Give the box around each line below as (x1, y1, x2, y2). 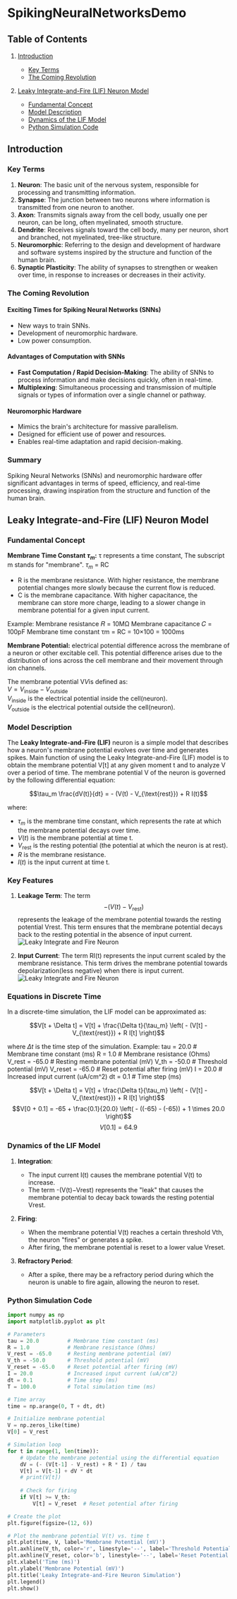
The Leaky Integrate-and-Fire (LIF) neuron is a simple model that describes (7, 738, 229, 747)
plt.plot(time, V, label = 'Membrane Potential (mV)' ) (7, 1539, 166, 1546)
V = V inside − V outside (7, 685, 68, 695)
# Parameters (7, 1331, 46, 1338)
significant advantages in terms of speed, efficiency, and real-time (7, 479, 201, 487)
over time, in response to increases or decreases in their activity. (17, 270, 206, 279)
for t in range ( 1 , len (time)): (7, 1447, 99, 1455)
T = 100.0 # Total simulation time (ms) (7, 1383, 157, 1390)
